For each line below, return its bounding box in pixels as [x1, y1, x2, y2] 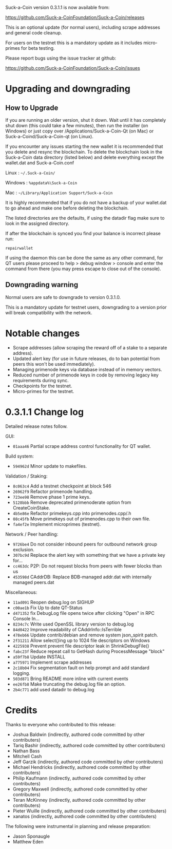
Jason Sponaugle [12, 833, 50, 839]
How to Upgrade [5, 103, 59, 112]
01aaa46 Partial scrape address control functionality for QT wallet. [12, 443, 151, 449]
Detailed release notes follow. [5, 423, 68, 429]
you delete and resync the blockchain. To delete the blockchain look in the [5, 149, 163, 155]
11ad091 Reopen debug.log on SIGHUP [12, 599, 94, 605]
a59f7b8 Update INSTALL [12, 653, 66, 659]
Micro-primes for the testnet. [12, 388, 74, 394]
